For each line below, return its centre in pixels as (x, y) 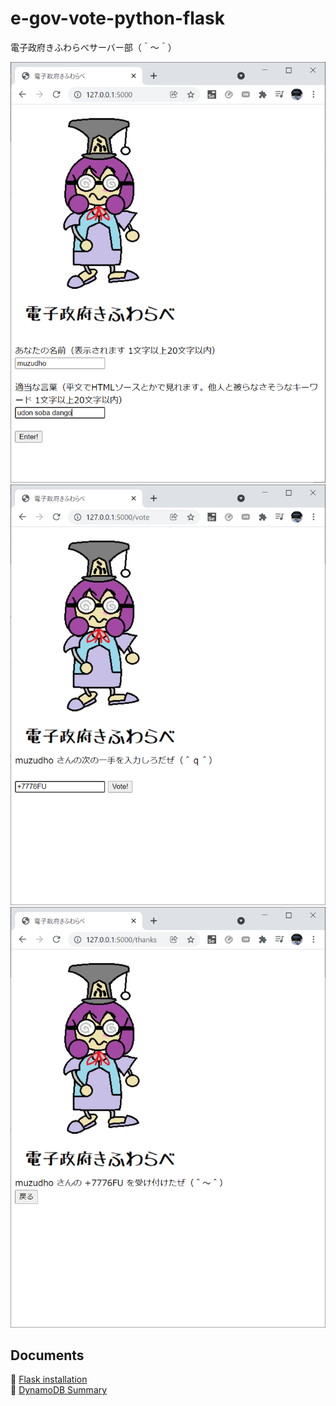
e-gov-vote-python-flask (117, 18)
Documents (47, 1355)
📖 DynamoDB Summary (59, 1390)
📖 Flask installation (49, 1379)
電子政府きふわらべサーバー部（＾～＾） (93, 47)
